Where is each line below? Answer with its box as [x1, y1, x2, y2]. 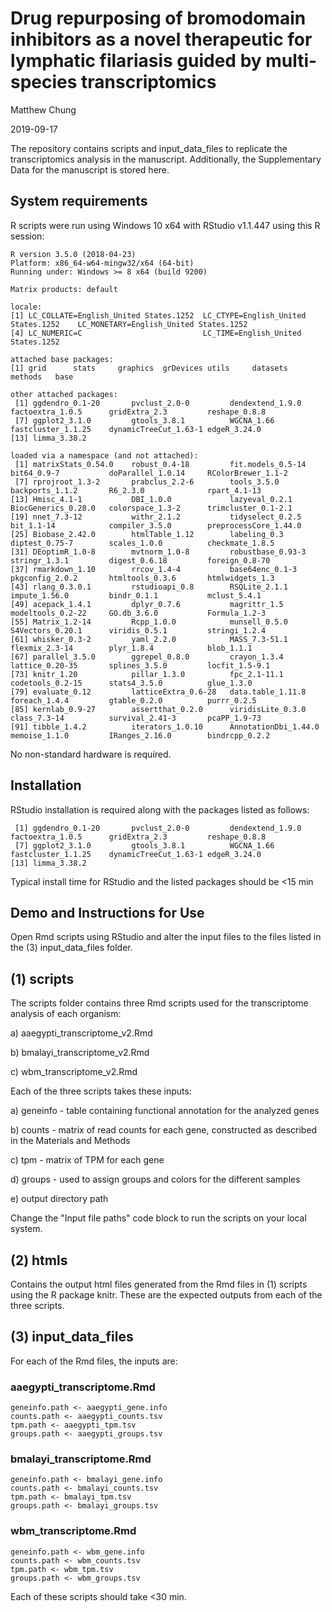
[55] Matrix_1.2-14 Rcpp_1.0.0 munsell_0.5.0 [10, 617, 288, 627]
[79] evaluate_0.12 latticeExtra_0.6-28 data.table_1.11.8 [10, 687, 307, 697]
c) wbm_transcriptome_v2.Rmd [10, 1066, 138, 1078]
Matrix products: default [10, 284, 118, 294]
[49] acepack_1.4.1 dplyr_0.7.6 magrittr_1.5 [10, 599, 284, 609]
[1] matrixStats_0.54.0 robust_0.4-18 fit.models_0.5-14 [14, 459, 307, 469]
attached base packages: [10, 354, 114, 364]
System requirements [10, 193, 148, 210]
